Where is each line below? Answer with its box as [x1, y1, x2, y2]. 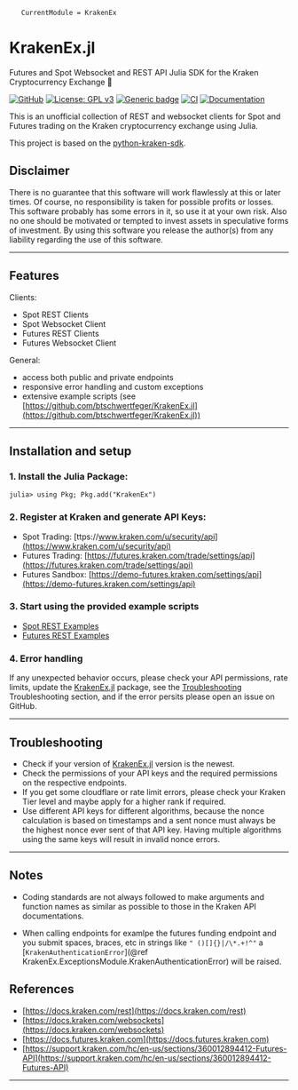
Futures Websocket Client [21, 338, 117, 348]
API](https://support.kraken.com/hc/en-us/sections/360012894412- [21, 1053, 272, 1063]
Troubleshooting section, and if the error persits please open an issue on [9, 691, 275, 702]
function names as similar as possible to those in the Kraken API [21, 901, 257, 911]
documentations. [21, 911, 84, 921]
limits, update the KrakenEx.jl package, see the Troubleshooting [9, 682, 242, 693]
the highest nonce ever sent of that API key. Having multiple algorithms [21, 824, 282, 835]
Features [9, 268, 59, 283]
